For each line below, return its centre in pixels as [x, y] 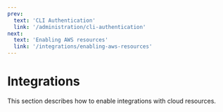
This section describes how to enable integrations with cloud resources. [112, 101]
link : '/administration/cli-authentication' [80, 27]
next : [15, 33]
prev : [15, 14]
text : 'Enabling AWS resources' [61, 40]
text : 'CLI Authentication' [55, 20]
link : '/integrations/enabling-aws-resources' [83, 46]
